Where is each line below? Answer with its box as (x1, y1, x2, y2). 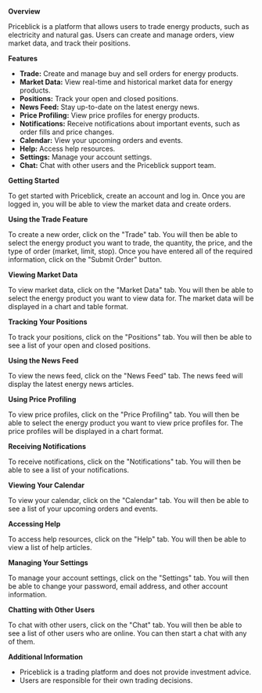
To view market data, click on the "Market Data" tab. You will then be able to (8, 286, 254, 294)
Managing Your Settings (8, 558, 88, 567)
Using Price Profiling (8, 395, 77, 403)
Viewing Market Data (8, 270, 78, 279)
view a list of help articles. (8, 543, 92, 552)
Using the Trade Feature (8, 215, 88, 224)
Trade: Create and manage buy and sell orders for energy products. (19, 69, 239, 78)
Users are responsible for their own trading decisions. (19, 676, 193, 685)
